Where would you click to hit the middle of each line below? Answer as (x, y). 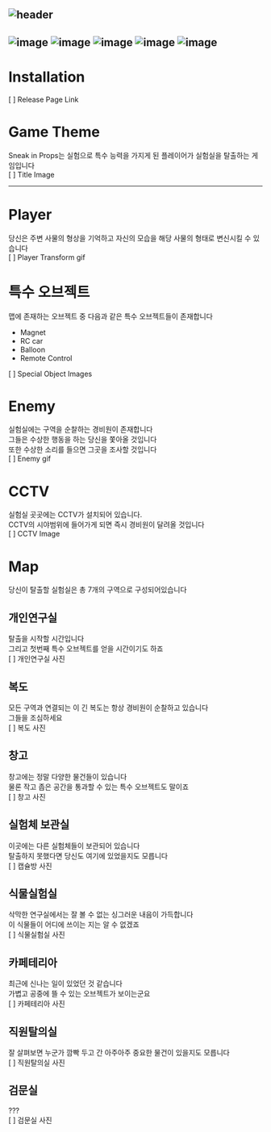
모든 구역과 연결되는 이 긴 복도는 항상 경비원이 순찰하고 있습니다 (108, 708)
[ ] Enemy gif (29, 459)
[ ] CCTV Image (34, 534)
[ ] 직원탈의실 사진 (37, 1063)
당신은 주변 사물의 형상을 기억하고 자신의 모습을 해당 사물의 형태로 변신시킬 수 (130, 238)
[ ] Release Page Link (44, 99)
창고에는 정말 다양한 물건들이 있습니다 (68, 776)
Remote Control (46, 358)
